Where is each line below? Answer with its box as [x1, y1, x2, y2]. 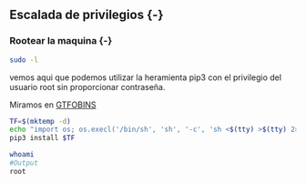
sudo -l [9, 55, 39, 65]
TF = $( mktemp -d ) [9, 117, 71, 126]
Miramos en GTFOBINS [9, 99, 97, 110]
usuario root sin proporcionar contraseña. [9, 81, 166, 92]
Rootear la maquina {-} [9, 35, 113, 47]
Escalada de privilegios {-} [9, 7, 164, 23]
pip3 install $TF [9, 134, 76, 143]
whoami [9, 150, 35, 159]
